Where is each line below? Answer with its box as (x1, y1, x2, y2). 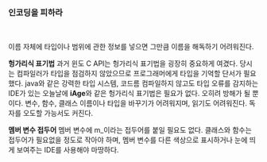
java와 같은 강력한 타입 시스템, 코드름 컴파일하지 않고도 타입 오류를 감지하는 (25, 79, 259, 88)
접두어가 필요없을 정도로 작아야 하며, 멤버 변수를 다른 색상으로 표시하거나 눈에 (8, 135, 248, 145)
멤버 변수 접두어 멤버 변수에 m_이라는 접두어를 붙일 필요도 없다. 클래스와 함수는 (8, 125, 252, 135)
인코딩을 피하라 (8, 6, 64, 17)
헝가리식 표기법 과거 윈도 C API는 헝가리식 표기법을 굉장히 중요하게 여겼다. (8, 59, 238, 68)
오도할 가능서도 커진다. (22, 109, 94, 118)
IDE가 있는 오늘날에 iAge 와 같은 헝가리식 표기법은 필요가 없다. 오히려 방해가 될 (8, 89, 251, 98)
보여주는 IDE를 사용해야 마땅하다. (16, 145, 119, 155)
